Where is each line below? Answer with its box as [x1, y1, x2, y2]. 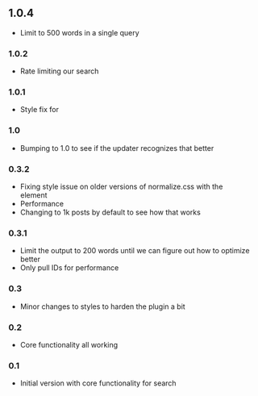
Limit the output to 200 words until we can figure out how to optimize [19, 246, 250, 256]
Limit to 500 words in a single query [19, 27, 139, 37]
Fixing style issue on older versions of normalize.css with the [19, 181, 223, 191]
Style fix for [19, 105, 59, 115]
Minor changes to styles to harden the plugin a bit [19, 302, 185, 311]
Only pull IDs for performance [19, 263, 119, 273]
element [19, 190, 48, 200]
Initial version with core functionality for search [19, 378, 177, 388]
